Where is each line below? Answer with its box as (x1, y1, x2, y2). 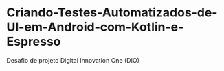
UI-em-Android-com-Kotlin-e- (6, 19, 184, 35)
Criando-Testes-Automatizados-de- (6, 5, 218, 20)
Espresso (6, 34, 61, 49)
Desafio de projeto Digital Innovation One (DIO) (6, 56, 140, 64)
